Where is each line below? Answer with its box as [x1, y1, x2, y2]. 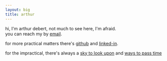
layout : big [5, 7, 30, 12]
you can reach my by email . [5, 31, 62, 37]
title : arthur [5, 12, 35, 17]
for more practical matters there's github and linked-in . [5, 40, 119, 46]
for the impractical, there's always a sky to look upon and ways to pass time [5, 50, 162, 56]
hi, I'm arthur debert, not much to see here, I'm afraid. [5, 25, 116, 31]
